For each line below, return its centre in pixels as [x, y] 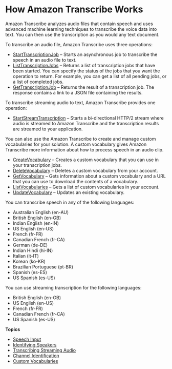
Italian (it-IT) [26, 256]
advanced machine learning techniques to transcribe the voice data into [81, 29]
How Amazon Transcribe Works [74, 9]
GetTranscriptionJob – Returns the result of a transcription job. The [83, 87]
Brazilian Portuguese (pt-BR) [43, 267]
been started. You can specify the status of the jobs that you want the [86, 71]
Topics [13, 329]
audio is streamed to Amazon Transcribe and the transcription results [86, 123]
